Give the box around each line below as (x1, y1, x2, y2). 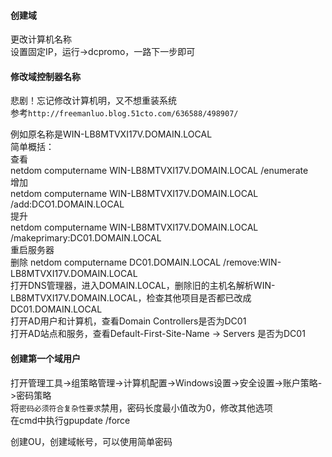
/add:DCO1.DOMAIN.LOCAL (10, 198, 125, 210)
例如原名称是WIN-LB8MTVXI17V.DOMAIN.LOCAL (10, 128, 213, 140)
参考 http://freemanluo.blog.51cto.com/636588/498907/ (10, 107, 239, 119)
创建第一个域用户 (10, 353, 81, 364)
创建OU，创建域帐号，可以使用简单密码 (10, 435, 173, 447)
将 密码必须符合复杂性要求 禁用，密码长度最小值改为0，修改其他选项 (10, 401, 273, 414)
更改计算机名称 (10, 33, 72, 45)
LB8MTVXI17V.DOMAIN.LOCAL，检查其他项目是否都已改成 (10, 292, 252, 304)
